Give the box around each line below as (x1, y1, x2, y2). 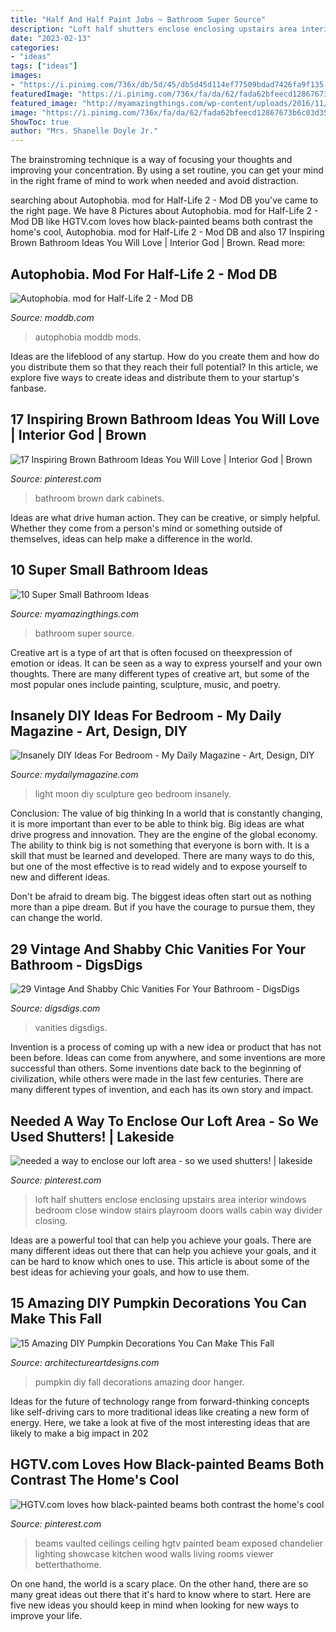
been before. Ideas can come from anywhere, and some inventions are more (10, 1052, 326, 1064)
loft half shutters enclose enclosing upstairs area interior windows (34, 1194, 307, 1205)
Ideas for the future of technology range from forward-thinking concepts (10, 1395, 310, 1407)
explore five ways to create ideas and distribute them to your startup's (10, 371, 300, 383)
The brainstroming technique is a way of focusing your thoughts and (10, 154, 293, 166)
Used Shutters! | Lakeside (10, 1128, 175, 1145)
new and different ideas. (10, 871, 111, 883)
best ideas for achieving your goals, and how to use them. (10, 1266, 250, 1278)
